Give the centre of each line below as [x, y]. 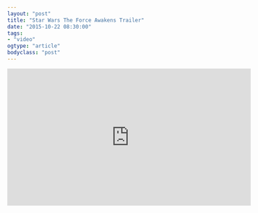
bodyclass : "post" [34, 53]
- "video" [22, 40]
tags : [15, 33]
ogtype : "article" [34, 46]
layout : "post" [29, 14]
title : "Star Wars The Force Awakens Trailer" [76, 20]
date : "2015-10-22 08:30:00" [49, 26]
